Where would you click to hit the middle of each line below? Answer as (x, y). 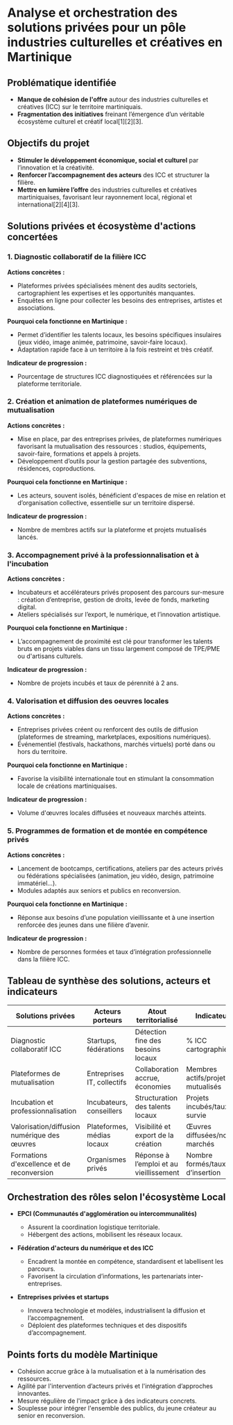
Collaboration (157, 1069)
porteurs (107, 1020)
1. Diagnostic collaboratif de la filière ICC (77, 257)
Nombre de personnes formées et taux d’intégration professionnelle (114, 952)
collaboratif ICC (36, 1049)
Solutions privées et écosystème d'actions (102, 226)
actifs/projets (208, 1078)
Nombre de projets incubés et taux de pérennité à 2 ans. (98, 683)
